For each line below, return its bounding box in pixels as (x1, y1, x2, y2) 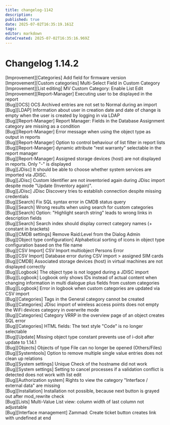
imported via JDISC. (5, 171, 47, 178)
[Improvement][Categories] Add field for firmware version (5, 74, 126, 80)
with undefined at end (5, 415, 51, 421)
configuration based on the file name (5, 242, 83, 248)
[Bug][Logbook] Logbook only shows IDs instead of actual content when (5, 274, 157, 280)
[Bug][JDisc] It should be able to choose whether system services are (5, 166, 152, 172)
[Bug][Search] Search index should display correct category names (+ (5, 220, 152, 226)
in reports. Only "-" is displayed (5, 161, 71, 167)
